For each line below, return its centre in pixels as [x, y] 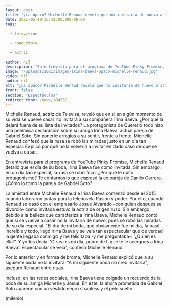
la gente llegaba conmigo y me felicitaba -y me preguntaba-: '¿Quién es [81, 236]
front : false [19, 90]
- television [24, 34]
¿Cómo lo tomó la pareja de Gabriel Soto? [49, 183]
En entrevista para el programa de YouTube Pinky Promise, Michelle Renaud [85, 162]
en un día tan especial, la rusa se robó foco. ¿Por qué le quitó [69, 173]
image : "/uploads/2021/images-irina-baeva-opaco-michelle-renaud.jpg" [82, 72]
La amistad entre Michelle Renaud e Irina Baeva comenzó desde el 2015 [81, 193]
